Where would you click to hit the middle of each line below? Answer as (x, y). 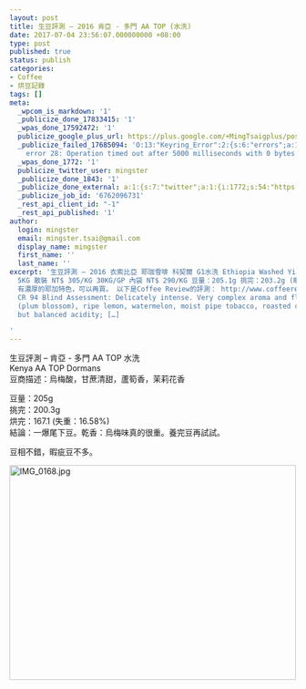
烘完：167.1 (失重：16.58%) (60, 421)
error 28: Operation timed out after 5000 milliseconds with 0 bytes (161, 153)
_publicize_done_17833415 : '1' (77, 119)
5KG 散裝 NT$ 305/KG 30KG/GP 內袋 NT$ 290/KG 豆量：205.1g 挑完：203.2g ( (156, 281)
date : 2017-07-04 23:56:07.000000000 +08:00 (95, 35)
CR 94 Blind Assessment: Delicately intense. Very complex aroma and (152, 297)
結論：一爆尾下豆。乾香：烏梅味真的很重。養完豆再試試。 (117, 433)
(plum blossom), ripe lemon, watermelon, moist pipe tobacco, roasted (154, 306)
